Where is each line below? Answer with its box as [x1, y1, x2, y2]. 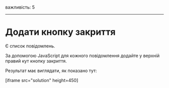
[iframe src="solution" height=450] [5, 77, 78, 83]
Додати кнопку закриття [5, 26, 116, 38]
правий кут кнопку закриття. [5, 57, 67, 64]
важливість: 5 [5, 4, 35, 10]
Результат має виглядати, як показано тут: [5, 67, 97, 73]
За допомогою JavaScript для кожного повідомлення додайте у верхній [5, 52, 160, 58]
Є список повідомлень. [5, 42, 55, 49]
